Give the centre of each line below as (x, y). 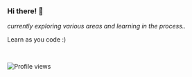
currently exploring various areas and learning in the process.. (96, 26)
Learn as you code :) (37, 40)
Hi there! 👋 (25, 11)
